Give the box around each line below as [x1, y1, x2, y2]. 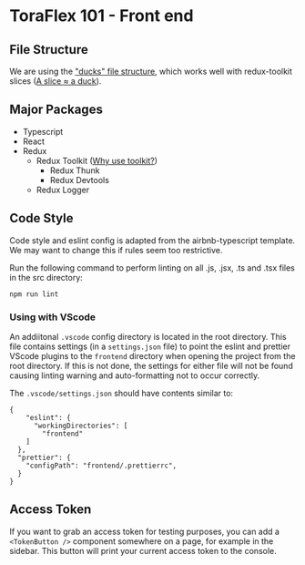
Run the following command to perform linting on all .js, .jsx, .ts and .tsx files [9, 262, 296, 273]
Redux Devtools [49, 174, 109, 185]
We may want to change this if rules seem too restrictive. [9, 244, 223, 255]
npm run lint [9, 289, 59, 299]
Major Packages [9, 102, 103, 118]
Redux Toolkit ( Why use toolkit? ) [36, 155, 158, 166]
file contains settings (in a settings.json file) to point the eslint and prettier [9, 341, 291, 352]
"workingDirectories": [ [33, 421, 128, 430]
